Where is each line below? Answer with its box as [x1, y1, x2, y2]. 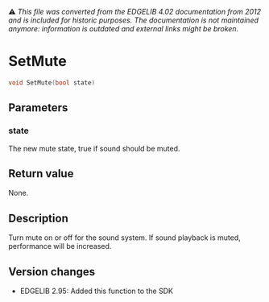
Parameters [8, 101, 68, 115]
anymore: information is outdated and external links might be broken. [8, 24, 239, 33]
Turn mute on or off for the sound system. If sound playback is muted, [8, 233, 242, 242]
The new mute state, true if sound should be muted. [8, 143, 180, 153]
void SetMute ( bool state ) [8, 78, 95, 87]
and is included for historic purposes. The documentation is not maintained [8, 15, 259, 25]
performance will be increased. [8, 242, 112, 251]
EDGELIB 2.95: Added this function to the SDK [19, 286, 173, 296]
